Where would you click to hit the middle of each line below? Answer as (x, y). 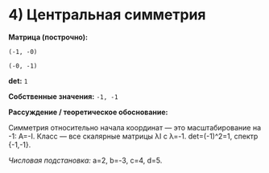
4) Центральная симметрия (108, 15)
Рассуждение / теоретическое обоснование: (88, 112)
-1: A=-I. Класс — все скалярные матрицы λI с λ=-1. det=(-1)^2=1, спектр (133, 136)
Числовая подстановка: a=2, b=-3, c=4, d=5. (85, 160)
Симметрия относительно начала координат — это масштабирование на (135, 127)
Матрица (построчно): (48, 37)
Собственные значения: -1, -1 (63, 96)
